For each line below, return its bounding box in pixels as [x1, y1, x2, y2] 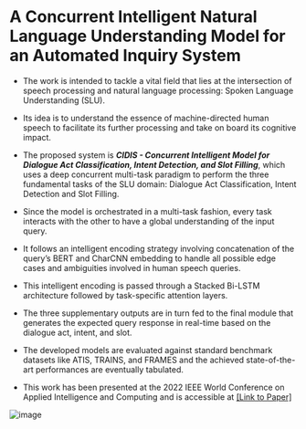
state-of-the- [246, 354, 296, 365]
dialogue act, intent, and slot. [22, 327, 132, 338]
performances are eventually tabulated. [35, 363, 185, 375]
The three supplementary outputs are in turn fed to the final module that [22, 308, 294, 319]
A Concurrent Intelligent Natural [9, 6, 258, 27]
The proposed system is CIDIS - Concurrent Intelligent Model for [22, 149, 270, 161]
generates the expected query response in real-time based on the [22, 317, 271, 328]
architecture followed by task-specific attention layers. [22, 289, 228, 300]
